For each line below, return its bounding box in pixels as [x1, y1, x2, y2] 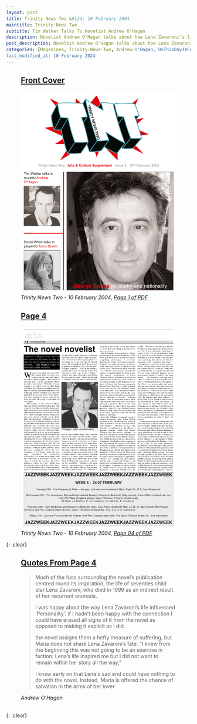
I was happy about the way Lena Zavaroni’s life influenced [35, 604, 176, 611]
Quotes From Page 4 [21, 558, 97, 568]
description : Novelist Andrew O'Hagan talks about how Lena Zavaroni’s [6, 34, 185, 41]
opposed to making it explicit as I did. [35, 622, 125, 629]
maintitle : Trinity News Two [6, 22, 77, 28]
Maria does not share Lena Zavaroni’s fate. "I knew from [35, 640, 171, 647]
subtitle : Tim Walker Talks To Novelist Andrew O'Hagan [6, 28, 145, 34]
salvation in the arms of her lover [35, 682, 115, 690]
